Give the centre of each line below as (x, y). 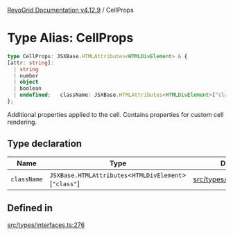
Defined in (30, 208)
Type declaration (44, 144)
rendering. (22, 122)
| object (26, 82)
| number (26, 75)
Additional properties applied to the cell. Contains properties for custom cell (115, 114)
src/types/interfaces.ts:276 (46, 225)
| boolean (27, 89)
